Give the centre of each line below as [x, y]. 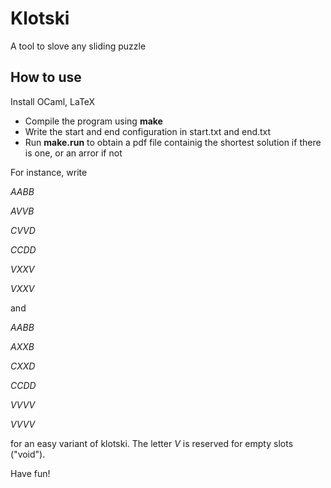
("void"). [28, 454]
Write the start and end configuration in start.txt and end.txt [148, 131]
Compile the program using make [93, 121]
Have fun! [30, 473]
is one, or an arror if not [73, 153]
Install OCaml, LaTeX [53, 101]
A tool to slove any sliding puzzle [78, 46]
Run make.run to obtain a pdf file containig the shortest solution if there [173, 142]
